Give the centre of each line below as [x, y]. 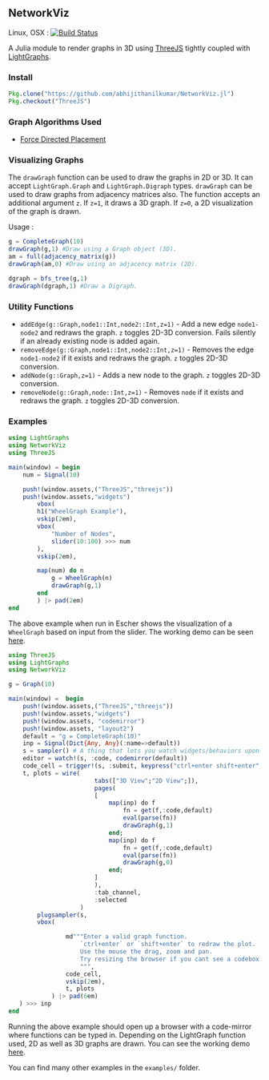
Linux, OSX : [29, 32]
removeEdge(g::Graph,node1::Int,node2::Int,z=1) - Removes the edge [137, 349]
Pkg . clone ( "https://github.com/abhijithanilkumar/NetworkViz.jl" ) [121, 94]
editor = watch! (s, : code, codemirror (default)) [105, 759]
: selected [110, 900]
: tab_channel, [118, 893]
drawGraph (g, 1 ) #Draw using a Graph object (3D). [93, 249]
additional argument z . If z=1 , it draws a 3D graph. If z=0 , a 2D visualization [131, 203]
